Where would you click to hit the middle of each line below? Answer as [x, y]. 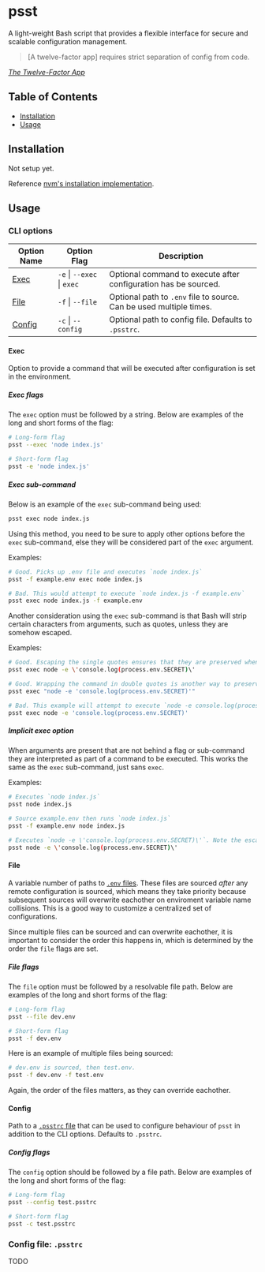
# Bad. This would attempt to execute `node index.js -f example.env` [127, 593]
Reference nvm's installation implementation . [81, 183]
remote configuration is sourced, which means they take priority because [127, 891]
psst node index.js [40, 804]
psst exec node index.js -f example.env [76, 601]
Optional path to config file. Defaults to [181, 320]
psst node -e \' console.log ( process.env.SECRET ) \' [93, 847]
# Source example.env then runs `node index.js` [90, 819]
